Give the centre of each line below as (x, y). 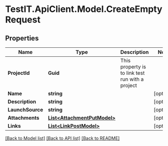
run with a (132, 79)
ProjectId (19, 73)
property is (133, 67)
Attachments (23, 118)
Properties (22, 38)
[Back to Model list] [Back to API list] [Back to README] (62, 138)
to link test (132, 73)
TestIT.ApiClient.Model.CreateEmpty (84, 9)
